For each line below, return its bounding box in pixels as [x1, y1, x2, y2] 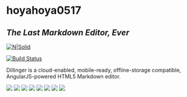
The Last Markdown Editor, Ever [6, 28, 130, 38]
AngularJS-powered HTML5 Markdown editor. [6, 73, 121, 80]
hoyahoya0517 [6, 4, 81, 17]
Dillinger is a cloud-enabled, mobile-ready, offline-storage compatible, [6, 66, 182, 74]
